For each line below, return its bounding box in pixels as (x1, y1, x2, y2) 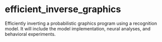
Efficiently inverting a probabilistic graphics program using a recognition (5, 20, 157, 26)
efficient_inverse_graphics (5, 4, 121, 15)
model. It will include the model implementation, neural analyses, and (5, 25, 151, 31)
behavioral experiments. (5, 31, 56, 37)
